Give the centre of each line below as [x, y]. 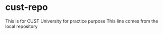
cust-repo [26, 7]
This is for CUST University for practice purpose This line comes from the [82, 21]
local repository [21, 26]
